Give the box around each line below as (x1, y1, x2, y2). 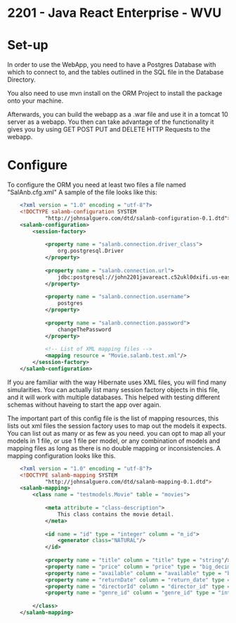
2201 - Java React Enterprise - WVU (7, 5, 222, 21)
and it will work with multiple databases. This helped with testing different (7, 393, 221, 401)
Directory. (7, 75, 37, 84)
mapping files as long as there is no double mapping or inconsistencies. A (7, 443, 221, 452)
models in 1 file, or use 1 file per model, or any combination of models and (7, 436, 221, 445)
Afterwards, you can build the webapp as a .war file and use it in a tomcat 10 (7, 111, 228, 119)
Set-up (7, 37, 48, 54)
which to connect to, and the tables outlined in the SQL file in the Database (7, 68, 224, 77)
